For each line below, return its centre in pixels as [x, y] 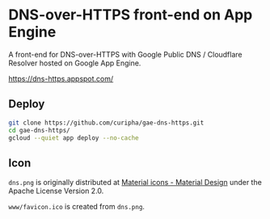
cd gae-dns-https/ [39, 130]
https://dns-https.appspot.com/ [61, 78]
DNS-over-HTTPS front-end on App [131, 15]
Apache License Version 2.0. [56, 191]
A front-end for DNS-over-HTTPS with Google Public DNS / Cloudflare [125, 54]
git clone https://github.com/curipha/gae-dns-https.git [106, 123]
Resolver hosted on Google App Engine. [75, 63]
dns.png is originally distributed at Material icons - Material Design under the [135, 183]
